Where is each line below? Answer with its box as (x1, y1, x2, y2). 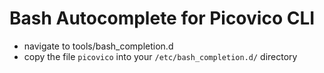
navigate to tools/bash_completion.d (23, 40, 174, 52)
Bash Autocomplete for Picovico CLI (9, 7, 316, 30)
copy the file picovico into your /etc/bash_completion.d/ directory (23, 50, 298, 62)
